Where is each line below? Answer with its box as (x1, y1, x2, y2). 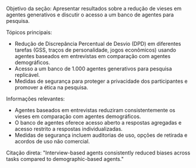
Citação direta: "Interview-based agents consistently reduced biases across (6, 149, 191, 156)
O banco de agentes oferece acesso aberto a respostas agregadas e (14, 119, 182, 126)
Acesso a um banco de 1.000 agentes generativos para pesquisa (14, 65, 172, 72)
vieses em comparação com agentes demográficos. (14, 113, 141, 120)
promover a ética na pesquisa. (14, 84, 88, 90)
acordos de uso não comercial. (14, 138, 90, 145)
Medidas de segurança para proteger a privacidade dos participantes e (14, 78, 188, 85)
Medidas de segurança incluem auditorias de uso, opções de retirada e (14, 132, 188, 139)
